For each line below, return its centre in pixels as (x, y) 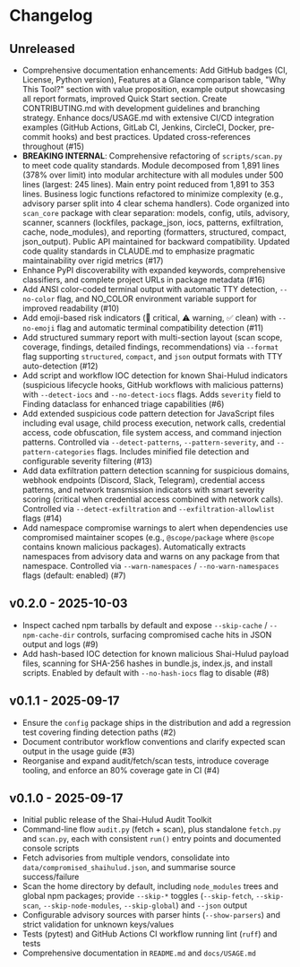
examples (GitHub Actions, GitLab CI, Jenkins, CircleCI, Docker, (139, 127)
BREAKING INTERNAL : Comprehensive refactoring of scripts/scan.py (152, 156)
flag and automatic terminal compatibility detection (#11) (160, 328)
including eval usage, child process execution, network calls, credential (154, 423)
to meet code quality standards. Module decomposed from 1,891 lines (151, 165)
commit (36, 137)
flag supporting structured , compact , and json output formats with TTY (152, 356)
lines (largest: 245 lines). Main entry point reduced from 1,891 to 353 (148, 184)
